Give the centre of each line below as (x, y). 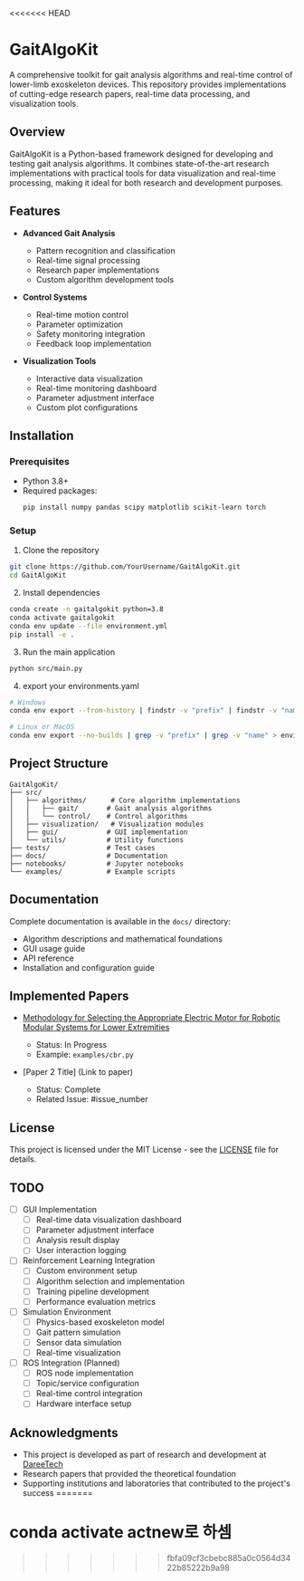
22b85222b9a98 (199, 1568)
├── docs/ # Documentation (89, 856)
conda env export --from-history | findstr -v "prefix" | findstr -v (143, 711)
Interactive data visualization (89, 378)
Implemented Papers (69, 997)
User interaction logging (81, 1250)
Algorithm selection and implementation (110, 1281)
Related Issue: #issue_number (92, 1099)
